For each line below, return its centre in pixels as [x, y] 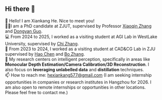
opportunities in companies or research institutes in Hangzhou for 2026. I [78, 82]
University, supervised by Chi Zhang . [42, 43]
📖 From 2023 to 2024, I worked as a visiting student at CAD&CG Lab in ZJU [80, 49]
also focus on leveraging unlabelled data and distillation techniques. [74, 69]
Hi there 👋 [20, 9]
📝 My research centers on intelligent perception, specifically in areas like [78, 59]
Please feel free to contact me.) [36, 92]
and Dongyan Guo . [24, 31]
